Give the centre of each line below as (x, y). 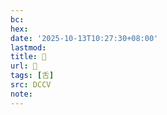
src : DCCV (31, 85)
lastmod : (28, 47)
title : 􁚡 (28, 57)
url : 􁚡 (24, 66)
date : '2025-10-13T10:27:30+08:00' (84, 38)
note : (21, 94)
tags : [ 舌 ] (32, 76)
